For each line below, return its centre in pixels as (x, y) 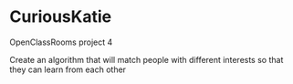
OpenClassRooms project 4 (61, 42)
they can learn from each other (68, 69)
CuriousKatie (61, 17)
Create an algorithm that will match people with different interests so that (146, 59)
